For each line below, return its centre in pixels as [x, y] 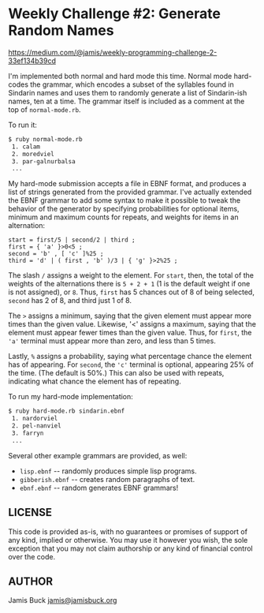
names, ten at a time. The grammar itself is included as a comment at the [126, 101]
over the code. [32, 556]
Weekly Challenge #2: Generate [114, 14]
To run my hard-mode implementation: [71, 397]
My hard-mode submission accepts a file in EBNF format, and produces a [127, 184]
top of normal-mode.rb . [45, 109]
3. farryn [28, 433]
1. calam [26, 147]
